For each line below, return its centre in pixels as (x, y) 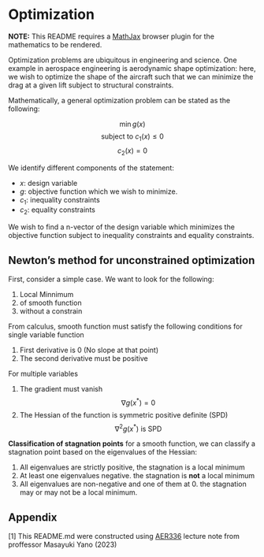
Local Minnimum (46, 294)
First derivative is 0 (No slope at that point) (89, 350)
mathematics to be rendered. (55, 44)
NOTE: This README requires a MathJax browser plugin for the (112, 36)
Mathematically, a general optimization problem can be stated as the (119, 100)
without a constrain (51, 311)
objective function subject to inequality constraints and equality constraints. (131, 236)
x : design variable (48, 183)
